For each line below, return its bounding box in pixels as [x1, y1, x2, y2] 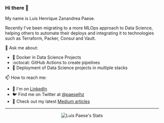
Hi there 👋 [5, 4, 29, 11]
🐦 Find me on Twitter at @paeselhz [12, 92, 84, 98]
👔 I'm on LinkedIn [12, 86, 47, 92]
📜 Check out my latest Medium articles [12, 98, 90, 104]
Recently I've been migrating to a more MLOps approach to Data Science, [5, 25, 153, 31]
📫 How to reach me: [5, 74, 47, 80]
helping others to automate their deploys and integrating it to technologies [5, 30, 154, 36]
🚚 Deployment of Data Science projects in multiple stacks [12, 65, 128, 71]
